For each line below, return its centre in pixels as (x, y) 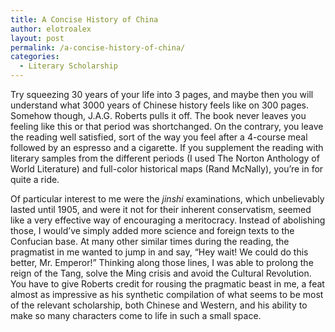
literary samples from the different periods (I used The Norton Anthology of (165, 158)
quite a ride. (35, 179)
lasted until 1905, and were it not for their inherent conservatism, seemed (161, 209)
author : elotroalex (51, 29)
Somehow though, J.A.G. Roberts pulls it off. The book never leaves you (158, 115)
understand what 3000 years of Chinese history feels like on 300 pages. (159, 105)
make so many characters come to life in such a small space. (136, 315)
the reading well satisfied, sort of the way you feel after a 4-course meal (159, 137)
